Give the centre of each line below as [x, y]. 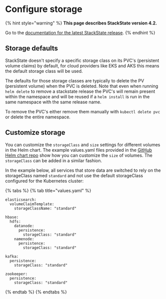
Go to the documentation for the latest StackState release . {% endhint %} [80, 32]
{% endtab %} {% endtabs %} [36, 292]
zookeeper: [16, 274]
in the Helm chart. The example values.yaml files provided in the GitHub [79, 150]
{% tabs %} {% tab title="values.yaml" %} [48, 190]
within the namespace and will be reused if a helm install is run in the [78, 96]
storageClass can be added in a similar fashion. [54, 160]
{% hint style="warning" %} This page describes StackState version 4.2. [81, 23]
